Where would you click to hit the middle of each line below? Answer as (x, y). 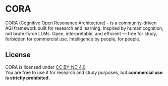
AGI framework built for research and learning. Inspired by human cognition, (84, 28)
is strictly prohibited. (28, 78)
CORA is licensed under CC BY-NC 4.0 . (46, 67)
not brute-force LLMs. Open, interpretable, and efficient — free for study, (81, 33)
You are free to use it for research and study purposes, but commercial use (84, 72)
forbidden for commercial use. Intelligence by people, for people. (73, 39)
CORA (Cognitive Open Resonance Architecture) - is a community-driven (81, 23)
